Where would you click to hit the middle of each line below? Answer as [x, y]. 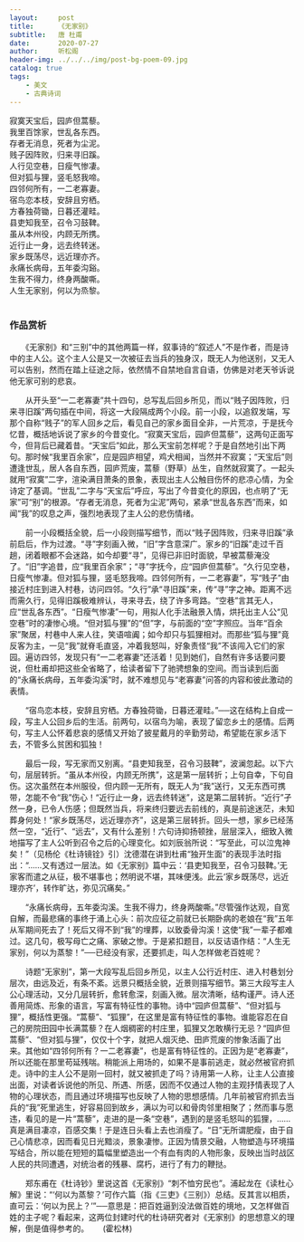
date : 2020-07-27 [54, 43]
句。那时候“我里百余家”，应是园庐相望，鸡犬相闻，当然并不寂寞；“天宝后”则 [151, 456]
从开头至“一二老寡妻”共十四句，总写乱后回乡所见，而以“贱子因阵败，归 [157, 400]
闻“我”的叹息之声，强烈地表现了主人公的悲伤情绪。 [104, 513]
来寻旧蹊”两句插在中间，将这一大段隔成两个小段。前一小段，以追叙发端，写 [150, 411]
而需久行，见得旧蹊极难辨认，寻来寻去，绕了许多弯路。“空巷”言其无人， [144, 600]
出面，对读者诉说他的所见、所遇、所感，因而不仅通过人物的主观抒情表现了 [148, 1084]
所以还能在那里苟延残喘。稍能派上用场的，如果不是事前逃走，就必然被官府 [148, 1062]
